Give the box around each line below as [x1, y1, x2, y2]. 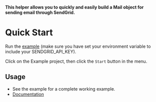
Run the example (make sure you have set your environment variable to [5, 43, 151, 49]
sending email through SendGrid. [5, 9, 76, 15]
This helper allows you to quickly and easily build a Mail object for [5, 4, 144, 10]
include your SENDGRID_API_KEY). [5, 48, 77, 54]
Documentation [12, 91, 44, 97]
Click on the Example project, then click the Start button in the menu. [5, 58, 148, 64]
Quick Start [5, 27, 53, 38]
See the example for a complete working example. [12, 86, 115, 92]
